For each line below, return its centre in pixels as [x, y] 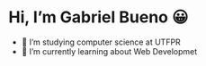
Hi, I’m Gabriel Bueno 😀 [99, 17]
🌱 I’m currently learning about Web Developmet [109, 51]
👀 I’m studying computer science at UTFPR [101, 42]
